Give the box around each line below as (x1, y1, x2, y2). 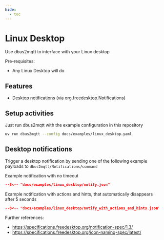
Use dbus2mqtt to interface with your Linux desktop (5, 49, 110, 55)
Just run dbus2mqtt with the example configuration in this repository (5, 122, 143, 128)
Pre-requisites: (5, 58, 35, 64)
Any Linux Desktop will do (12, 68, 64, 74)
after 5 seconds (5, 196, 37, 202)
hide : (5, 7, 16, 12)
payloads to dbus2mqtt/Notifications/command (5, 163, 98, 169)
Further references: (5, 215, 44, 220)
